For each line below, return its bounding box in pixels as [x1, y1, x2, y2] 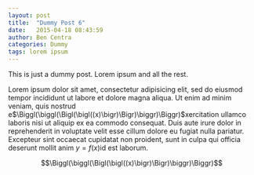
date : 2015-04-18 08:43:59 [8, 26, 103, 34]
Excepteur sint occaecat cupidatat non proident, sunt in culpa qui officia [8, 135, 241, 144]
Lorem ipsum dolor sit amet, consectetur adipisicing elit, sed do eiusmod [8, 85, 243, 94]
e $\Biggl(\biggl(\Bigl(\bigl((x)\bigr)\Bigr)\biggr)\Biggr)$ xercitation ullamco [8, 110, 247, 118]
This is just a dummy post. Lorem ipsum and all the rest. [8, 70, 188, 78]
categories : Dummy [8, 41, 68, 49]
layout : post [8, 11, 51, 20]
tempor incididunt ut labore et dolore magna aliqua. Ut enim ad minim [8, 93, 232, 102]
